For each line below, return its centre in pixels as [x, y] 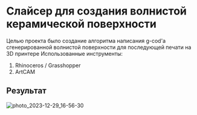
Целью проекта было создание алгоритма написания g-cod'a [86, 41]
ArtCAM [25, 71]
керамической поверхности [82, 24]
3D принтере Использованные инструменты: [64, 53]
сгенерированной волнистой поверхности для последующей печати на [99, 47]
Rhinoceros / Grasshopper [48, 65]
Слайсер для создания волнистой [97, 11]
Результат [27, 91]
